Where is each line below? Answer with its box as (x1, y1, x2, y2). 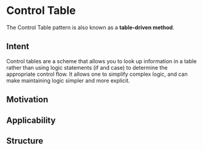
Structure (6, 135, 44, 146)
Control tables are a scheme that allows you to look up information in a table (6, 57, 197, 64)
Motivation (6, 95, 49, 105)
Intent (6, 41, 29, 52)
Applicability (6, 115, 56, 125)
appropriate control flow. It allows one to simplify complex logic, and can (6, 70, 188, 78)
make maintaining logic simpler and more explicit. (6, 77, 131, 84)
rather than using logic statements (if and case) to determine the (6, 64, 168, 71)
